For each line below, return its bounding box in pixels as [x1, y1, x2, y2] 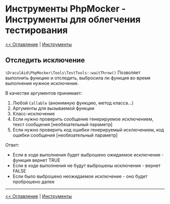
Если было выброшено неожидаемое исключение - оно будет [12, 173, 148, 179]
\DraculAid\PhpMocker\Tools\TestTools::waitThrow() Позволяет [5, 69, 141, 75]
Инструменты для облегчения [5, 14, 141, 25]
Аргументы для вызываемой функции [12, 105, 95, 111]
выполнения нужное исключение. [5, 80, 79, 86]
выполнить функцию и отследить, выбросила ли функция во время [5, 74, 151, 81]
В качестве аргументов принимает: [5, 90, 82, 96]
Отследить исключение [5, 56, 85, 65]
